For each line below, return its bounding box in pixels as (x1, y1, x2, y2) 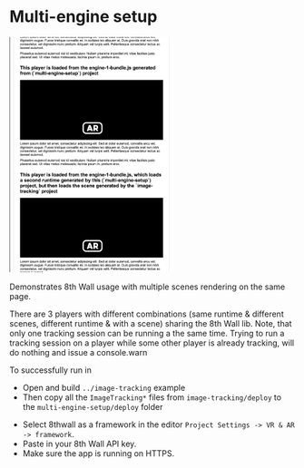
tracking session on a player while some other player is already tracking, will (9, 337, 295, 348)
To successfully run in (9, 365, 93, 375)
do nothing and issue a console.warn (9, 346, 148, 357)
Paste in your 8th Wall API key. (22, 438, 137, 449)
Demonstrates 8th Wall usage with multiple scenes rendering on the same (9, 281, 286, 292)
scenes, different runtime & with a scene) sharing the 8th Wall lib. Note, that (9, 317, 292, 328)
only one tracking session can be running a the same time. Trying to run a (9, 327, 285, 338)
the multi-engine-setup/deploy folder (22, 401, 163, 412)
